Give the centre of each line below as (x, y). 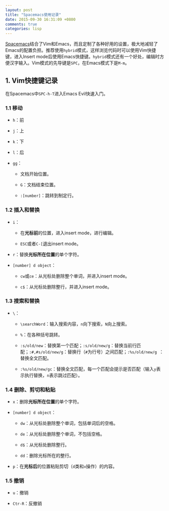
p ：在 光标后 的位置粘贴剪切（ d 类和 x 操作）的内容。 (65, 466)
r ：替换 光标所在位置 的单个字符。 (47, 254)
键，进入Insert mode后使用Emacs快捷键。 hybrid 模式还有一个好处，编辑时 (82, 57)
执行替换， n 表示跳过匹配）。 (53, 375)
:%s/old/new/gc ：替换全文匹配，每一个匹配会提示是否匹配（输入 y (88, 369)
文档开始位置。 (36, 174)
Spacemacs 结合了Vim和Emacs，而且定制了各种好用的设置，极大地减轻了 (82, 44)
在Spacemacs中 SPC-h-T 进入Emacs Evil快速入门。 (57, 93)
